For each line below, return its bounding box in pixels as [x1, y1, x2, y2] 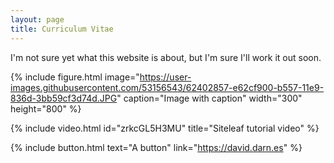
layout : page [10, 14, 65, 25]
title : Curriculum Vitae [10, 24, 114, 34]
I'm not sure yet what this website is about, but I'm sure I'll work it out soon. [10, 51, 322, 63]
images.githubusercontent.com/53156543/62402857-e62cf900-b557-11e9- [10, 81, 325, 93]
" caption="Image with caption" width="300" [116, 92, 303, 104]
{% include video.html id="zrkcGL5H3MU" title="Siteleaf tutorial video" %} [10, 122, 320, 134]
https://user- [139, 71, 192, 83]
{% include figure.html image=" [10, 71, 140, 83]
